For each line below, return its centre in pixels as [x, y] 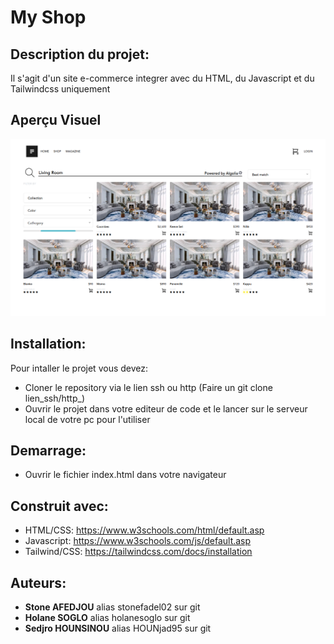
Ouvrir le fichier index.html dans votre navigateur [125, 475]
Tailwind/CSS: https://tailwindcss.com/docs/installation [138, 552]
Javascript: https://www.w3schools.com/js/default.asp [138, 541]
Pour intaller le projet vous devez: [79, 368]
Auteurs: [38, 582]
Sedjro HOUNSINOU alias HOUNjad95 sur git [118, 628]
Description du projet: [80, 54]
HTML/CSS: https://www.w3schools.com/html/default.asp [144, 530]
